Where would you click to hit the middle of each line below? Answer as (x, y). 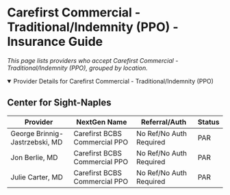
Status (208, 122)
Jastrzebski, (30, 142)
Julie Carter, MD (37, 177)
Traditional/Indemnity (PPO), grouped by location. (78, 68)
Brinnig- (50, 133)
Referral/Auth (164, 122)
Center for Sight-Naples (59, 103)
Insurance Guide (55, 42)
